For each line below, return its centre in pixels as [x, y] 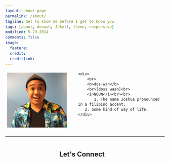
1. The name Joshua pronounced [127, 99]
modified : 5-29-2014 [27, 32]
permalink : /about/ [26, 16]
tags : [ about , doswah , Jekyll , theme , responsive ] [60, 27]
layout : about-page [26, 11]
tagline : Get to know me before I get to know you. [61, 21]
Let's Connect [82, 154]
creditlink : [23, 59]
